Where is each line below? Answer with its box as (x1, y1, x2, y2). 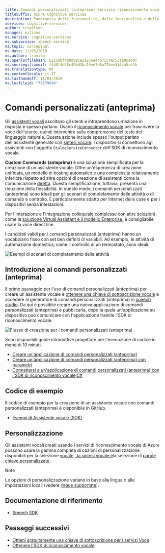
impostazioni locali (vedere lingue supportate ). (5, 482, 99, 488)
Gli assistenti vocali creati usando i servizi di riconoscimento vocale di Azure (5, 442, 160, 448)
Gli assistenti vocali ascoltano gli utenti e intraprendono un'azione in (5, 118, 143, 124)
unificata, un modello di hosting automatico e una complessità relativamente (5, 170, 160, 176)
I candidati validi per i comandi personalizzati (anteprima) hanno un (5, 231, 141, 237)
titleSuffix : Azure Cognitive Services (5, 12, 87, 17)
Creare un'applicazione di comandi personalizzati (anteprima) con (12, 356, 146, 363)
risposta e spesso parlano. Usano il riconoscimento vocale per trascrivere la (5, 123, 159, 129)
